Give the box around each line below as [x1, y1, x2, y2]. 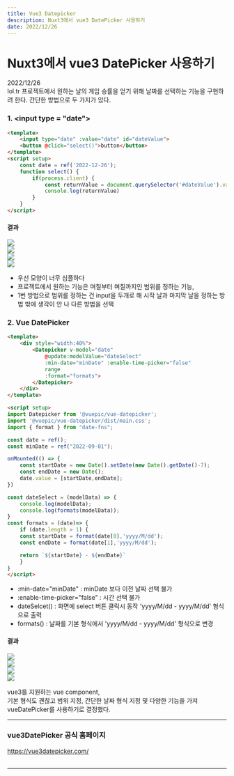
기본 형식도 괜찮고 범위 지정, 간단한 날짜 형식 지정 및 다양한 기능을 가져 [7, 696, 198, 704]
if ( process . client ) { [32, 175, 95, 182]
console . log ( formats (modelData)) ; [19, 506, 120, 514]
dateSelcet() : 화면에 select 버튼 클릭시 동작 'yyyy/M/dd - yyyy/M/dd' [17, 602, 212, 610]
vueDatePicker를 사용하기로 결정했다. [7, 705, 111, 713]
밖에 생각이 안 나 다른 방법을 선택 [24, 300, 114, 309]
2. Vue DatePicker [7, 318, 70, 327]
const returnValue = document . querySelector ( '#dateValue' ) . [44, 181, 223, 188]
